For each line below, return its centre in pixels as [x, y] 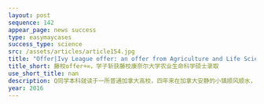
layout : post [29, 15]
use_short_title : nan [44, 74]
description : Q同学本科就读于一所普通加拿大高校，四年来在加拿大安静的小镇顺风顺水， [132, 81]
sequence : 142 [31, 23]
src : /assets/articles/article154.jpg [71, 52]
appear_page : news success [52, 30]
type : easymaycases [40, 37]
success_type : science [45, 45]
